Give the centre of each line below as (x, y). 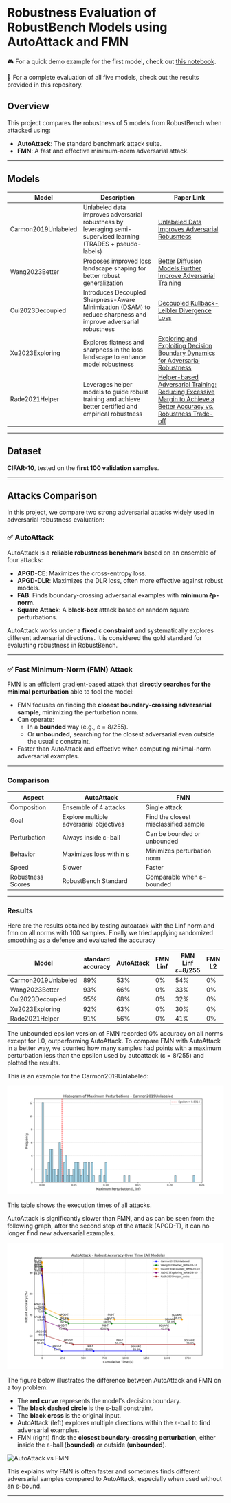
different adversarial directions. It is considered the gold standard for (104, 637)
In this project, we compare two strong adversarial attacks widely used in (111, 512)
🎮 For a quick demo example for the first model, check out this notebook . (112, 61)
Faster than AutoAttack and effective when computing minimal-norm (114, 749)
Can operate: (35, 720)
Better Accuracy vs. (186, 407)
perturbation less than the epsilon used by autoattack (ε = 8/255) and (106, 1056)
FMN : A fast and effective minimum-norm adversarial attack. (103, 151)
